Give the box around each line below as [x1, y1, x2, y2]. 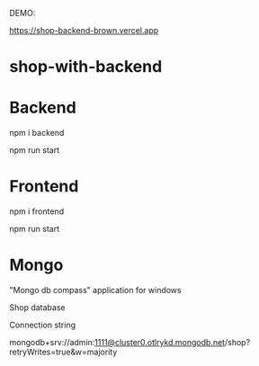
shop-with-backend [9, 57, 163, 77]
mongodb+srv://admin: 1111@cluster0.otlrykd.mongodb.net [9, 337, 226, 347]
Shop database [9, 302, 66, 313]
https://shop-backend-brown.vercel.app [9, 25, 159, 35]
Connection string [9, 319, 76, 330]
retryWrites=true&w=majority [9, 346, 118, 357]
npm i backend [9, 128, 65, 138]
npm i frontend [9, 206, 65, 217]
